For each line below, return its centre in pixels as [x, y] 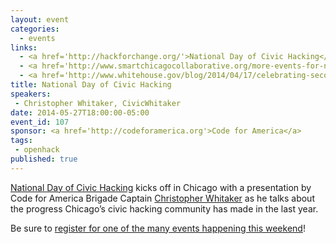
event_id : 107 [40, 122]
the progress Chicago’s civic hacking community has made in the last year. [164, 208]
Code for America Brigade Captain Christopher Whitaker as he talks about [162, 198]
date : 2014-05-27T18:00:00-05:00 [80, 112]
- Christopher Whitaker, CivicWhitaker [98, 103]
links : [24, 47]
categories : [35, 29]
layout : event [40, 19]
